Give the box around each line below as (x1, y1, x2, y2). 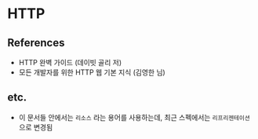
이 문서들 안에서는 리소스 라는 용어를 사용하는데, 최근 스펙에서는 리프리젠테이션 (18, 112, 250, 122)
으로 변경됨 (18, 123, 53, 132)
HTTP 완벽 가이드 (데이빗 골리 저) (18, 58, 122, 67)
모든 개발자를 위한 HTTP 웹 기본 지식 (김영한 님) (18, 68, 165, 77)
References (7, 36, 65, 49)
